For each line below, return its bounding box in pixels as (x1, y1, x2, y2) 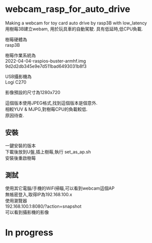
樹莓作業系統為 (5, 52, 36, 58)
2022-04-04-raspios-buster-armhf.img (5, 58, 86, 64)
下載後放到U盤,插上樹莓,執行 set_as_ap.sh (5, 148, 91, 155)
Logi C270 (5, 79, 26, 85)
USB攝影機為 (5, 73, 32, 79)
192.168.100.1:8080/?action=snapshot (5, 203, 82, 209)
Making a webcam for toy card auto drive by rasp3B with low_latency (5, 20, 147, 26)
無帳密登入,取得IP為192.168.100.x (5, 191, 72, 197)
